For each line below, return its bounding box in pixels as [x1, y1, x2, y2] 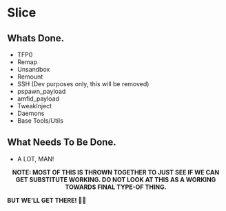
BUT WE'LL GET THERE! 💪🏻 [7, 196, 87, 204]
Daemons [17, 109, 45, 117]
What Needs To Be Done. [7, 137, 116, 148]
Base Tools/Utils [17, 117, 64, 125]
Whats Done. [7, 32, 64, 44]
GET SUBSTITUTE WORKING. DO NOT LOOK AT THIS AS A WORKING [15, 175, 216, 183]
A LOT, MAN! [17, 154, 54, 163]
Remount [17, 72, 43, 81]
